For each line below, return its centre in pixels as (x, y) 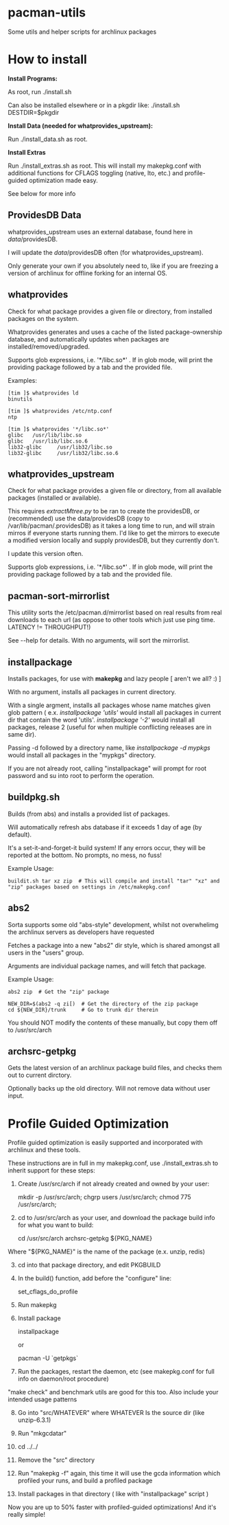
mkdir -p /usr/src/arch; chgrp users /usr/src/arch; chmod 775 (104, 1197)
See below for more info (42, 193)
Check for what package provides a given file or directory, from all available (115, 491)
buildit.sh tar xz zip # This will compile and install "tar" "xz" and (114, 881)
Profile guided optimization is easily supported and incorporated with (105, 1143)
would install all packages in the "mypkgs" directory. (82, 755)
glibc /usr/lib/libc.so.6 (48, 441)
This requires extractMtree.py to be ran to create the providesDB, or (104, 511)
